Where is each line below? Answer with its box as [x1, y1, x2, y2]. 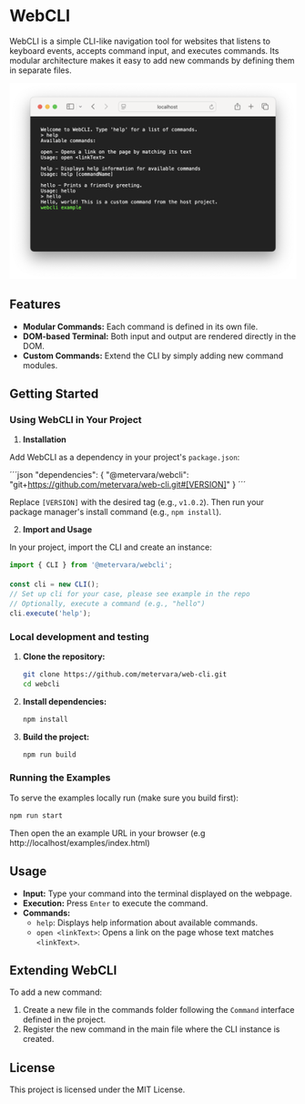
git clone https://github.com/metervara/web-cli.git [22, 670, 228, 679]
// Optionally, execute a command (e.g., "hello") [9, 599, 206, 608]
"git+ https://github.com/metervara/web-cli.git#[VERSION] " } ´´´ [9, 480, 247, 490]
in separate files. [9, 65, 72, 76]
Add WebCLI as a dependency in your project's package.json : [9, 452, 240, 463]
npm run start [9, 810, 64, 820]
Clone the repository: [22, 651, 106, 662]
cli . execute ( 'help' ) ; [9, 608, 92, 618]
